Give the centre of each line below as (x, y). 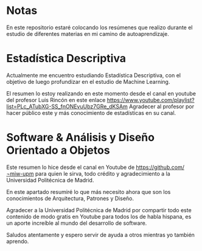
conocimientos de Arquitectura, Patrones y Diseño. (70, 198)
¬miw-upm (20, 173)
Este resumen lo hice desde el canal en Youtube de (71, 167)
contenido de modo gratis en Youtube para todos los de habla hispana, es (99, 216)
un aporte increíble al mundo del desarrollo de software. (77, 223)
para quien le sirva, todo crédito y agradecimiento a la (103, 173)
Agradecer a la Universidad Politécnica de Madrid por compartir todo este (99, 210)
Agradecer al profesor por (162, 106)
